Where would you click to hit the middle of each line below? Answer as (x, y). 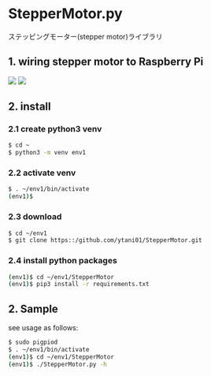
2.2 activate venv (42, 173)
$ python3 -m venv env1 (47, 153)
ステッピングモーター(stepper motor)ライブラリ (85, 36)
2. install (30, 107)
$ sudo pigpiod (33, 342)
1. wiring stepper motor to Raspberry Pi (106, 62)
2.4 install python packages (63, 261)
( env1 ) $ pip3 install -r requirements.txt (79, 285)
